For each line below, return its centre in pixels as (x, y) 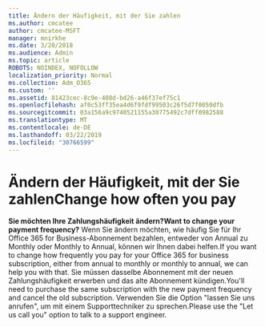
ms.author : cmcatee (41, 23)
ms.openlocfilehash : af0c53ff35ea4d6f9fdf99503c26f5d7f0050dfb (116, 105)
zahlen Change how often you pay (122, 199)
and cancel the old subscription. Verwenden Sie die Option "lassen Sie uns (132, 298)
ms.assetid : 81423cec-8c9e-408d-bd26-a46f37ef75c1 (94, 98)
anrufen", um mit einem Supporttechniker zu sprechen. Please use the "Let (131, 306)
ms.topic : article (39, 61)
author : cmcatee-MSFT (44, 30)
